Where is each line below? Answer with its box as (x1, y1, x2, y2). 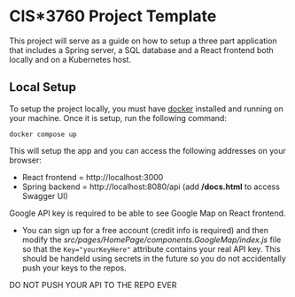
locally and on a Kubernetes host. (9, 54, 131, 65)
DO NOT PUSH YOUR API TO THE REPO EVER (9, 279, 177, 290)
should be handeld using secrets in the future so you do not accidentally (21, 253, 286, 263)
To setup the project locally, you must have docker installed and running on (9, 103, 283, 114)
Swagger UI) (21, 190, 68, 201)
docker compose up (9, 130, 77, 139)
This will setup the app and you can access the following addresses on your (9, 145, 286, 156)
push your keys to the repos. (21, 263, 127, 273)
